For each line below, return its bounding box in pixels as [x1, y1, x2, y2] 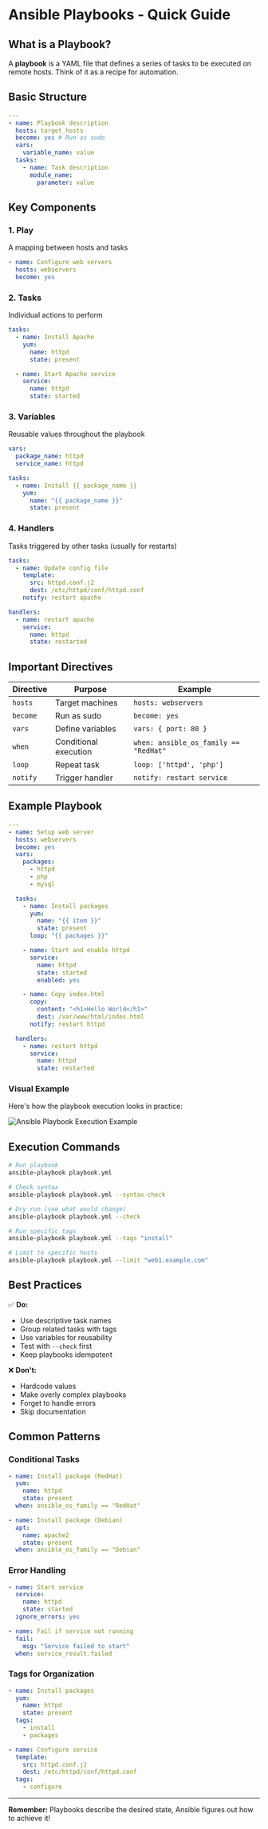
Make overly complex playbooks [19, 1390, 127, 1399]
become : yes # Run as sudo [15, 134, 105, 142]
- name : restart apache [15, 615, 94, 623]
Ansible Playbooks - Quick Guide [8, 6, 231, 24]
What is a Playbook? [8, 38, 112, 51]
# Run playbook [8, 1162, 59, 1170]
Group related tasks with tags [19, 1324, 117, 1334]
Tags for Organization [8, 1668, 95, 1679]
